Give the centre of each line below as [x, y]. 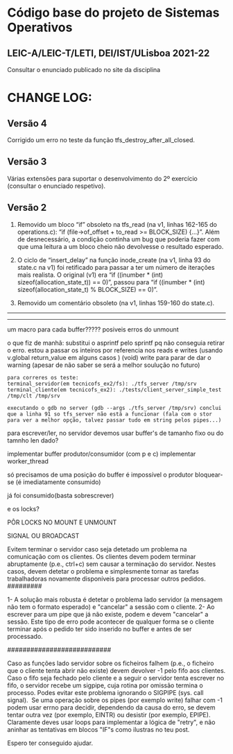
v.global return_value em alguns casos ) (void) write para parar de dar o [109, 357]
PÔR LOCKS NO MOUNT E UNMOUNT [62, 522]
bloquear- [209, 474]
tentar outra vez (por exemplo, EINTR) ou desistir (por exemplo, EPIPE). [109, 714]
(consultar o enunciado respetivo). [57, 186]
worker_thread [28, 461]
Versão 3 [27, 162]
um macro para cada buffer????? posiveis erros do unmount [93, 329]
